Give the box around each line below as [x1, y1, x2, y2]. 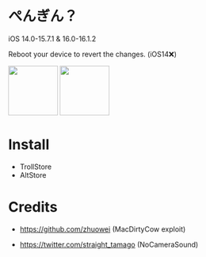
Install [8, 136, 50, 154]
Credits [8, 198, 58, 217]
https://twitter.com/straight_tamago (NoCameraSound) [19, 240, 199, 249]
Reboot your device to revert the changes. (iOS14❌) [8, 49, 177, 59]
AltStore [19, 170, 47, 179]
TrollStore [19, 162, 52, 171]
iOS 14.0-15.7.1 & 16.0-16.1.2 [8, 33, 97, 44]
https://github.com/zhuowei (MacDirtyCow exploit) [19, 224, 186, 234]
